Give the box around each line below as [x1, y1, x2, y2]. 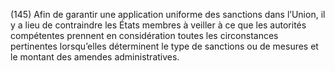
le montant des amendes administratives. [10, 51, 180, 63]
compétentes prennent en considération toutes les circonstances [10, 30, 279, 41]
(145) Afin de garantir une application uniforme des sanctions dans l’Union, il [10, 9, 326, 20]
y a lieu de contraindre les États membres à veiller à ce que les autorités [10, 19, 307, 31]
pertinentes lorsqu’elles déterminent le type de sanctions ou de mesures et [10, 40, 319, 52]
